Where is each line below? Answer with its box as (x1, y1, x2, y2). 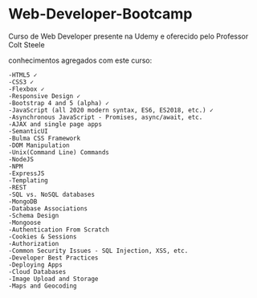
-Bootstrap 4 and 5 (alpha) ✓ (8, 99, 110, 107)
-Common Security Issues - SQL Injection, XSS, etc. (8, 247, 189, 255)
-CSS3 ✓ (8, 78, 35, 86)
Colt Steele (8, 39, 46, 49)
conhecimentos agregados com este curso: (8, 55, 153, 65)
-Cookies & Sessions (8, 232, 78, 241)
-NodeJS (8, 155, 35, 163)
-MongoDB (8, 198, 38, 206)
